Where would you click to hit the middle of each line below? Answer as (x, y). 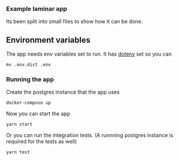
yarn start (19, 125)
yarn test (18, 152)
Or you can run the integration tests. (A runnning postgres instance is (90, 135)
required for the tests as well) (42, 142)
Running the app (30, 80)
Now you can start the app (38, 114)
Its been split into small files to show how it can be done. (75, 22)
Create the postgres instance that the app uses (63, 92)
